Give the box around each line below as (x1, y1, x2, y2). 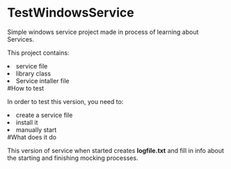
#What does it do (7, 133, 57, 141)
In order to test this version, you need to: (7, 97, 124, 105)
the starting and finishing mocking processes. (7, 154, 138, 162)
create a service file (16, 111, 73, 119)
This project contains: (7, 48, 70, 57)
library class (16, 69, 51, 78)
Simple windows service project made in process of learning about (7, 28, 199, 36)
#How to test (7, 84, 45, 92)
